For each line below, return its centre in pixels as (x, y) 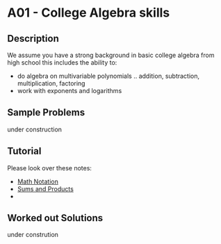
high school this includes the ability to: (62, 63)
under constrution (33, 235)
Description (33, 39)
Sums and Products (46, 188)
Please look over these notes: (50, 168)
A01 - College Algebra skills (89, 13)
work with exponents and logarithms (69, 91)
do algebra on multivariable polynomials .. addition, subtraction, (108, 76)
